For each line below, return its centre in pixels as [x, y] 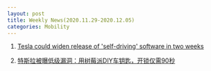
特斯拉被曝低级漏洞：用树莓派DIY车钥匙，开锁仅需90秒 [96, 61]
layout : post [26, 14]
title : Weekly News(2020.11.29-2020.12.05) [71, 20]
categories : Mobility [39, 26]
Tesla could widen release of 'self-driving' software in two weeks [110, 47]
